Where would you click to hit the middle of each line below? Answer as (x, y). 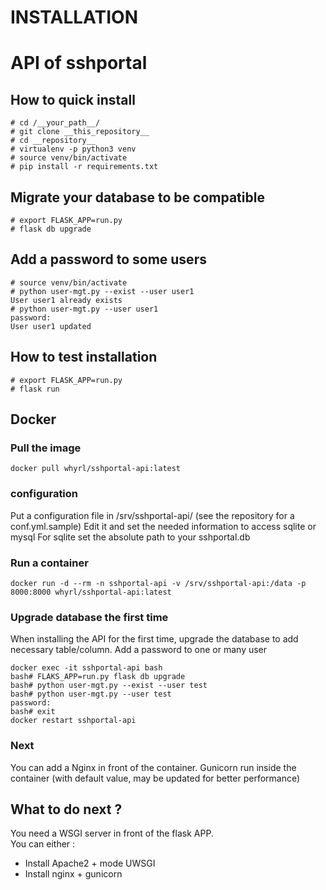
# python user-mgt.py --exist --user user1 (102, 291)
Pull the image (46, 448)
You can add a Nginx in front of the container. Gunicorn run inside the (153, 767)
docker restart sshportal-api (73, 721)
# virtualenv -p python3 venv (73, 149)
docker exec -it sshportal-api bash (86, 668)
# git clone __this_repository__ (80, 132)
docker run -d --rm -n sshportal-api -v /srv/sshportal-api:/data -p (158, 583)
